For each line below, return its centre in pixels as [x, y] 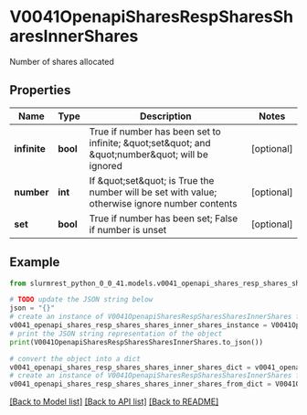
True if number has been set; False [164, 218]
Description [166, 116]
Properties [40, 90]
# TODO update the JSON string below [81, 300]
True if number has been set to [155, 132]
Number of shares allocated [62, 61]
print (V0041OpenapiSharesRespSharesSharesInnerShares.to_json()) [136, 342]
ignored [106, 165]
